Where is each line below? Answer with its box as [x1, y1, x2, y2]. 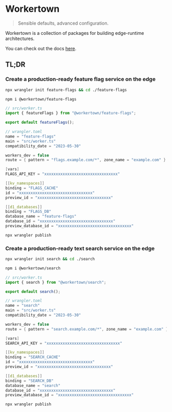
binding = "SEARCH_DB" [5, 378, 54, 383]
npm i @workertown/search [5, 265, 60, 271]
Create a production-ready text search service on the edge [5, 245, 155, 252]
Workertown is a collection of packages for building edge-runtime [5, 30, 144, 36]
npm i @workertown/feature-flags [5, 96, 77, 102]
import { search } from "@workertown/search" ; [5, 280, 106, 285]
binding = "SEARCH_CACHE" [5, 355, 60, 360]
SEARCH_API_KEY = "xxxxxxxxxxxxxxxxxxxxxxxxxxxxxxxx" [5, 341, 123, 346]
